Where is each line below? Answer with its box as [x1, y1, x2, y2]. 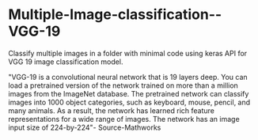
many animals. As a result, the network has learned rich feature [8, 105, 215, 115]
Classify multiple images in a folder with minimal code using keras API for [8, 48, 248, 58]
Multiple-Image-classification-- [8, 6, 222, 24]
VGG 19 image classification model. [8, 57, 123, 66]
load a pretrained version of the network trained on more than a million [8, 81, 239, 90]
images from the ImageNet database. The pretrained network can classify [8, 89, 249, 98]
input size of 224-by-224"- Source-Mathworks [8, 123, 161, 132]
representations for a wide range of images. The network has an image [8, 114, 240, 123]
